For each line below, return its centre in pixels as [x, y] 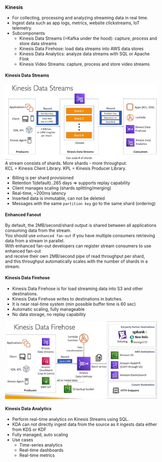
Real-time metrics [37, 455]
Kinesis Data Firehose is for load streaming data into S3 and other [77, 288]
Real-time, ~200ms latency [39, 193]
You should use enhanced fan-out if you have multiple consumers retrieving [80, 236]
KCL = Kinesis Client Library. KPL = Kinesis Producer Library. [66, 168]
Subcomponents [28, 33]
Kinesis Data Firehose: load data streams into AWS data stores [81, 49]
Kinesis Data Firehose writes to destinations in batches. [67, 299]
